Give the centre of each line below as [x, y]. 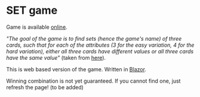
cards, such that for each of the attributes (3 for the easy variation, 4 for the [100, 45]
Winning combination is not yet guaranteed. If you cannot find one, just [93, 81]
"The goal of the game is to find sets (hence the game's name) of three [94, 38]
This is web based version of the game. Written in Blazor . [76, 69]
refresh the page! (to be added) [45, 87]
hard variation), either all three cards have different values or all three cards [100, 51]
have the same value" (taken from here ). [56, 57]
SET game [32, 10]
